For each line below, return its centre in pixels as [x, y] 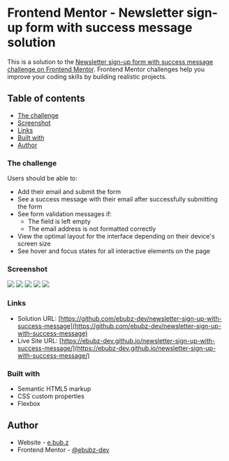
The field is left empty [59, 222]
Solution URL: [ [39, 318]
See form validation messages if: [65, 214]
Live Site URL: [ [39, 340]
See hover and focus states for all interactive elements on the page [114, 251]
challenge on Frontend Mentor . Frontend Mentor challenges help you [106, 69]
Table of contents [46, 99]
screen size [34, 244]
